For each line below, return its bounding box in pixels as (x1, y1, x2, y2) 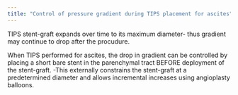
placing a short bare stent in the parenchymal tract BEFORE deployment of (7, 58, 225, 67)
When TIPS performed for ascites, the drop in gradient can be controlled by (7, 51, 228, 59)
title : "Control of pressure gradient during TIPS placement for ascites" (7, 10, 233, 18)
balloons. (7, 80, 34, 89)
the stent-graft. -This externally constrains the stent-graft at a (7, 65, 187, 74)
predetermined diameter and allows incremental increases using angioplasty (7, 73, 230, 82)
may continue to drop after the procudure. (7, 37, 130, 46)
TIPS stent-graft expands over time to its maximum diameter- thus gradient (7, 30, 227, 38)
